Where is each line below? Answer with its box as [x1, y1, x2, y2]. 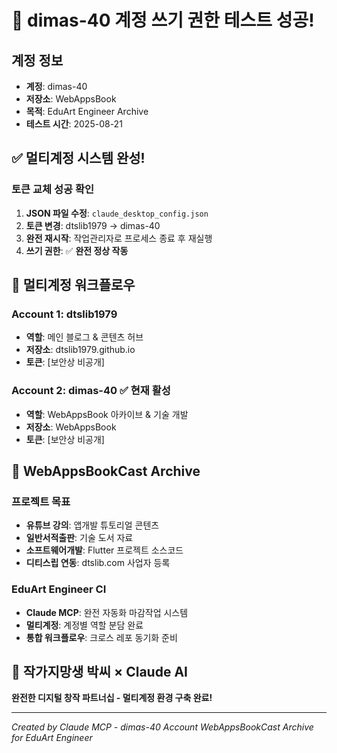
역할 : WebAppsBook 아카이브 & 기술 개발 [25, 408, 189, 420]
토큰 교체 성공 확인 [11, 182, 95, 196]
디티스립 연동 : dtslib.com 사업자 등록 [25, 557, 171, 569]
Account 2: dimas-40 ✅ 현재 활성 [11, 384, 171, 398]
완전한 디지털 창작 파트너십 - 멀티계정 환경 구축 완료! [11, 692, 213, 704]
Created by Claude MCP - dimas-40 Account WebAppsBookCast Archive [11, 721, 314, 733]
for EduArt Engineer [11, 732, 93, 744]
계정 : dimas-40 [25, 81, 88, 92]
